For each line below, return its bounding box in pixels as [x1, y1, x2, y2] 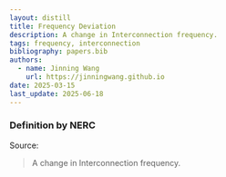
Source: [9, 140, 39, 151]
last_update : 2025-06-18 [9, 89, 104, 98]
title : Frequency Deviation [9, 22, 117, 31]
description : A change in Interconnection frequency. [9, 30, 219, 39]
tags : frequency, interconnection [9, 38, 141, 48]
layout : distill [9, 13, 71, 23]
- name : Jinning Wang [17, 64, 100, 74]
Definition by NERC [9, 119, 96, 132]
